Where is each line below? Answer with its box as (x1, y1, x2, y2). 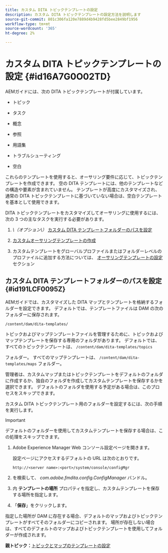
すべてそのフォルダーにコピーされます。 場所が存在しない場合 (27, 519, 155, 525)
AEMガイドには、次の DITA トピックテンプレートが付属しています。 (5, 88, 145, 95)
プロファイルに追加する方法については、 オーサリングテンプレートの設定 (12, 254, 163, 260)
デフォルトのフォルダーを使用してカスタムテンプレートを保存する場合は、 (5, 427, 159, 433)
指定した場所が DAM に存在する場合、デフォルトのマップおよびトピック (5, 513, 154, 519)
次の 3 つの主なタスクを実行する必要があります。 (5, 216, 107, 222)
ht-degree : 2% (5, 31, 35, 36)
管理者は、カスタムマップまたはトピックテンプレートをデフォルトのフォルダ (5, 371, 163, 377)
